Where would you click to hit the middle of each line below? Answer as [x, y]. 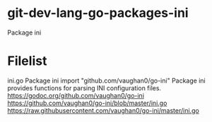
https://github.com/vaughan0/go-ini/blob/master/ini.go [87, 103]
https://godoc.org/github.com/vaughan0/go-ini [76, 95]
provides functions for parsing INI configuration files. [84, 88]
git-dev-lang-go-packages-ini [98, 13]
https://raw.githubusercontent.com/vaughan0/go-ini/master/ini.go [103, 110]
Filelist [27, 61]
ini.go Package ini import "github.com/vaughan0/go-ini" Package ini [107, 80]
